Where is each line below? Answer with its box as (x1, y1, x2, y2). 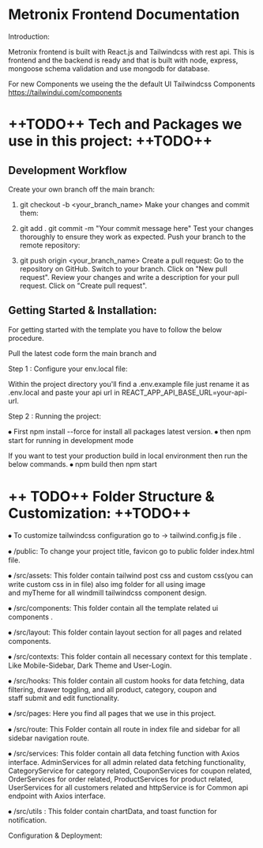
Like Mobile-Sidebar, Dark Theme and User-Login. (8, 661, 172, 670)
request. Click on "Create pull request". (19, 281, 148, 290)
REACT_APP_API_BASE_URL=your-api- (121, 388, 248, 397)
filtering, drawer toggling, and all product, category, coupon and (8, 684, 217, 694)
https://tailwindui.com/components (8, 87, 122, 97)
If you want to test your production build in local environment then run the (8, 451, 248, 460)
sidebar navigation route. (8, 733, 89, 743)
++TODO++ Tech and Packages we (8, 115, 242, 134)
